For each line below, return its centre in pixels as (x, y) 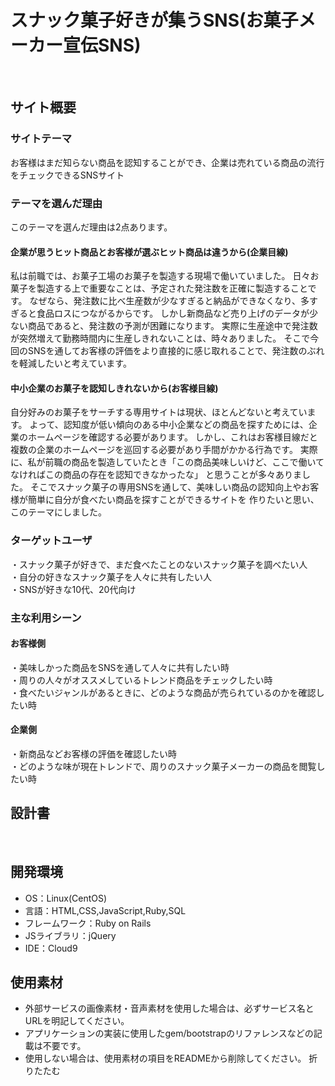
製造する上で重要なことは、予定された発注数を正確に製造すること (172, 288)
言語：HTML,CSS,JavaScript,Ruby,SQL (105, 910)
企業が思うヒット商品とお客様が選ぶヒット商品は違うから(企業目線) (149, 252)
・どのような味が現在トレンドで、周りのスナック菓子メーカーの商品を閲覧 (163, 766)
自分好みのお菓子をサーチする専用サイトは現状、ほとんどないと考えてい (159, 412)
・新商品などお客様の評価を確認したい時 (93, 753)
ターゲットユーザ (51, 541)
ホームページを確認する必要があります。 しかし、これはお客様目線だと (172, 437)
